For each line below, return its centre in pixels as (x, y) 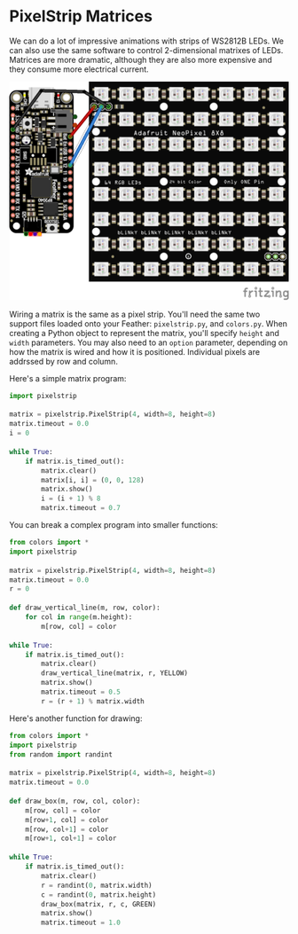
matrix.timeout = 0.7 (81, 508)
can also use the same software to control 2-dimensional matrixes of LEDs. (146, 50)
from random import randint (61, 754)
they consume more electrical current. (79, 69)
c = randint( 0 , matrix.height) (99, 895)
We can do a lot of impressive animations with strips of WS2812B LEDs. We (146, 41)
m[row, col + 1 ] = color (67, 829)
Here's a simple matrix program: (68, 378)
